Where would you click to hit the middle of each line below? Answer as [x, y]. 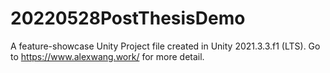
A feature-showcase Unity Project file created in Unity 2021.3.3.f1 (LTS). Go [165, 46]
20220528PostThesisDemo [128, 18]
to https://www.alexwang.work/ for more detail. [107, 56]
